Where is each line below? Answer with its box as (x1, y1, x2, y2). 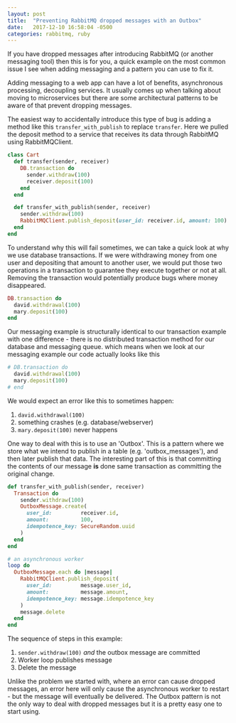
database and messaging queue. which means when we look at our (7, 343, 205, 351)
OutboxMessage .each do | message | (14, 569, 113, 576)
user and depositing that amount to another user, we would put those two (7, 258, 222, 267)
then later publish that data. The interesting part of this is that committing (7, 454, 222, 463)
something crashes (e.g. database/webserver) (17, 417, 154, 427)
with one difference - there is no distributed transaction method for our (7, 335, 215, 343)
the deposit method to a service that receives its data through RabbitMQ (7, 130, 219, 139)
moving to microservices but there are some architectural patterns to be (7, 94, 218, 102)
